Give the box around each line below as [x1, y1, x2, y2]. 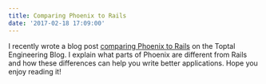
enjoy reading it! [8, 66, 62, 76]
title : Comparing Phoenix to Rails [8, 11, 127, 20]
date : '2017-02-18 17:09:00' [8, 19, 105, 27]
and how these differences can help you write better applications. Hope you [8, 58, 258, 68]
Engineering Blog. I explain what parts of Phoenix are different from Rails [8, 50, 248, 59]
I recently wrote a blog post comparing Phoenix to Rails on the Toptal [8, 41, 236, 50]
